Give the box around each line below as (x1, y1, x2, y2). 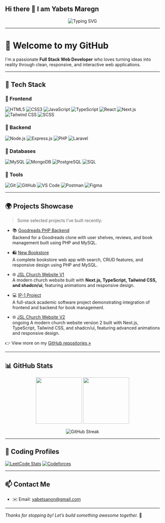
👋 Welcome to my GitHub (5, 40, 109, 51)
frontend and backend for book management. (12, 305, 105, 311)
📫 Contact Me (5, 480, 51, 489)
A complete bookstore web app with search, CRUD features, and (12, 257, 143, 263)
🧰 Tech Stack (5, 80, 46, 89)
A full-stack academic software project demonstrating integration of (12, 299, 150, 305)
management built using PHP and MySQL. (12, 240, 97, 246)
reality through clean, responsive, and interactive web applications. (5, 61, 141, 67)
